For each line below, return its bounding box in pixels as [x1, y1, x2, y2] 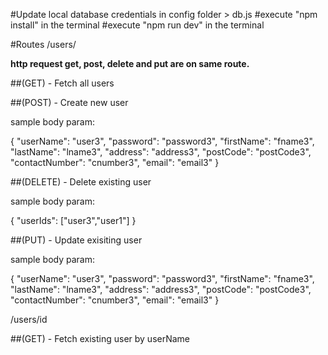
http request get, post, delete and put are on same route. [10, 58, 250, 69]
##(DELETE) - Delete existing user [10, 176, 152, 188]
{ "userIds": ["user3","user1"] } [10, 215, 137, 226]
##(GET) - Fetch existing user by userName [10, 333, 191, 344]
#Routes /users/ [10, 39, 77, 50]
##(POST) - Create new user [10, 97, 129, 108]
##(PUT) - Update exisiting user [10, 234, 143, 246]
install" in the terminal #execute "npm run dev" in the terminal [10, 19, 265, 31]
